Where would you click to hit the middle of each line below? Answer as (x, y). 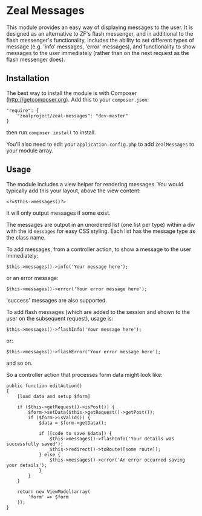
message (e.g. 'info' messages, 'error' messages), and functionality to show (101, 47)
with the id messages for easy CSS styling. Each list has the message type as (101, 231)
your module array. (30, 150)
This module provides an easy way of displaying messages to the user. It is (100, 27)
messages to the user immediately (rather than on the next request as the (98, 53)
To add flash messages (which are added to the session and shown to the (98, 312)
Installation (28, 78)
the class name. (26, 237)
